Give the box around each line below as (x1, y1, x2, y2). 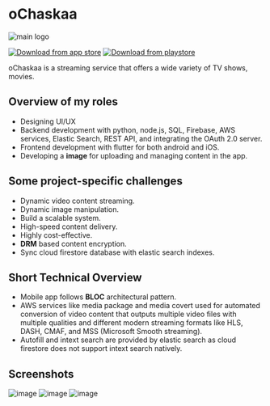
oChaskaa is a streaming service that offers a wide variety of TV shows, (8, 62, 248, 73)
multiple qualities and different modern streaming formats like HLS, (19, 318, 243, 328)
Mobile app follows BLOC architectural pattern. (19, 292, 177, 302)
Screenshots (8, 367, 74, 381)
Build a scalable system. (19, 213, 101, 222)
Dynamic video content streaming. (19, 196, 135, 205)
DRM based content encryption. (19, 239, 127, 248)
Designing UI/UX (19, 116, 77, 126)
